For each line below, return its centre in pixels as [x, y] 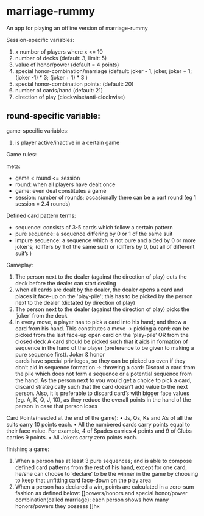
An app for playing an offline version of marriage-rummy [77, 28]
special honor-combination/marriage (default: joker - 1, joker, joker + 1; [104, 71]
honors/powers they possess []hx [57, 506]
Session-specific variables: [40, 40]
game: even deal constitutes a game [61, 190]
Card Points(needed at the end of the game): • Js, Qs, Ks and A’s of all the [99, 417]
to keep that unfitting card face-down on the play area [83, 480]
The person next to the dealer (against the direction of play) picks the [102, 309]
